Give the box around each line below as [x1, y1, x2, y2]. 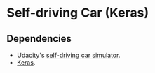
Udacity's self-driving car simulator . [16, 51, 121, 59]
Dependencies [6, 33, 72, 44]
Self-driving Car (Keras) [6, 5, 149, 21]
